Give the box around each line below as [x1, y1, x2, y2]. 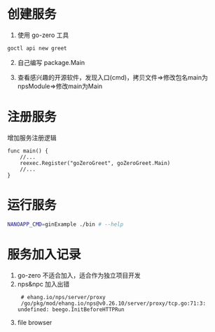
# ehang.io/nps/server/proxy [20, 294, 106, 301]
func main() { [7, 147, 49, 154]
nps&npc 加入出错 [17, 280, 70, 288]
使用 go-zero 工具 [17, 31, 69, 39]
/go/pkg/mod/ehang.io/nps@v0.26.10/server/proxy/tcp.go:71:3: [20, 300, 207, 307]
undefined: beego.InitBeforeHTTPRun [17, 305, 125, 313]
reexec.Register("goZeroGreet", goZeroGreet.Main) [20, 159, 171, 166]
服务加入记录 [7, 246, 82, 262]
